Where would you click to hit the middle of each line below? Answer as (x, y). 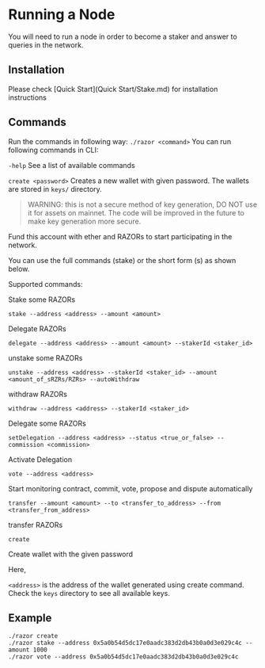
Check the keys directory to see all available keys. (89, 593)
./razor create (33, 636)
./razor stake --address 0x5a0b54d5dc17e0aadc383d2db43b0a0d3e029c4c (125, 643)
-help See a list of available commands (72, 165)
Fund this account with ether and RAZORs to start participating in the (120, 236)
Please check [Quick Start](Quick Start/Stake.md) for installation (113, 89)
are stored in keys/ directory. (55, 189)
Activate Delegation (40, 459)
